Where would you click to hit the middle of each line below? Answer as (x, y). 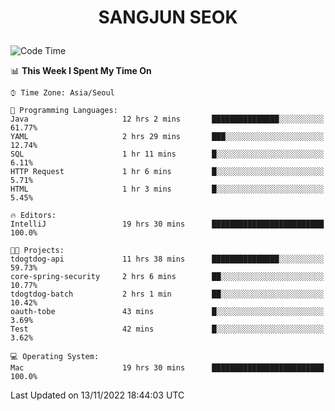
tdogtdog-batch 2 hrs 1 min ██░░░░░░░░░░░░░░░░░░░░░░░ (167, 294)
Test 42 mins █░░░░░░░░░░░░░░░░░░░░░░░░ (167, 329)
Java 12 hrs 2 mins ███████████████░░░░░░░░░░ (167, 119)
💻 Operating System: (55, 357)
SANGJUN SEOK (168, 17)
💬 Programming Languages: (64, 111)
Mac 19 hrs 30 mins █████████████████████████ (167, 368)
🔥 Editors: (33, 216)
